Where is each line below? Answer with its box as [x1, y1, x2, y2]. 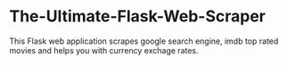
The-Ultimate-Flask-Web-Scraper [9, 6, 266, 27]
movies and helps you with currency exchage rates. [9, 45, 199, 55]
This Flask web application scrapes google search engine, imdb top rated [9, 36, 279, 46]
